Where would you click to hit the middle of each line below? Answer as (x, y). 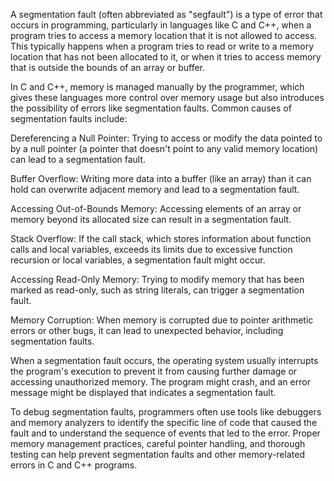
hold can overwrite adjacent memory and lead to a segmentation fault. (155, 189)
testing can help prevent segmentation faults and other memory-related (157, 454)
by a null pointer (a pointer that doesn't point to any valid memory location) (164, 148)
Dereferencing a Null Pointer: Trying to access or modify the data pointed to (166, 138)
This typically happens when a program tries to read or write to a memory (162, 46)
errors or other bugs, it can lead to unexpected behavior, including (147, 330)
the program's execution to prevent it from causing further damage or (154, 371)
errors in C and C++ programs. (74, 465)
